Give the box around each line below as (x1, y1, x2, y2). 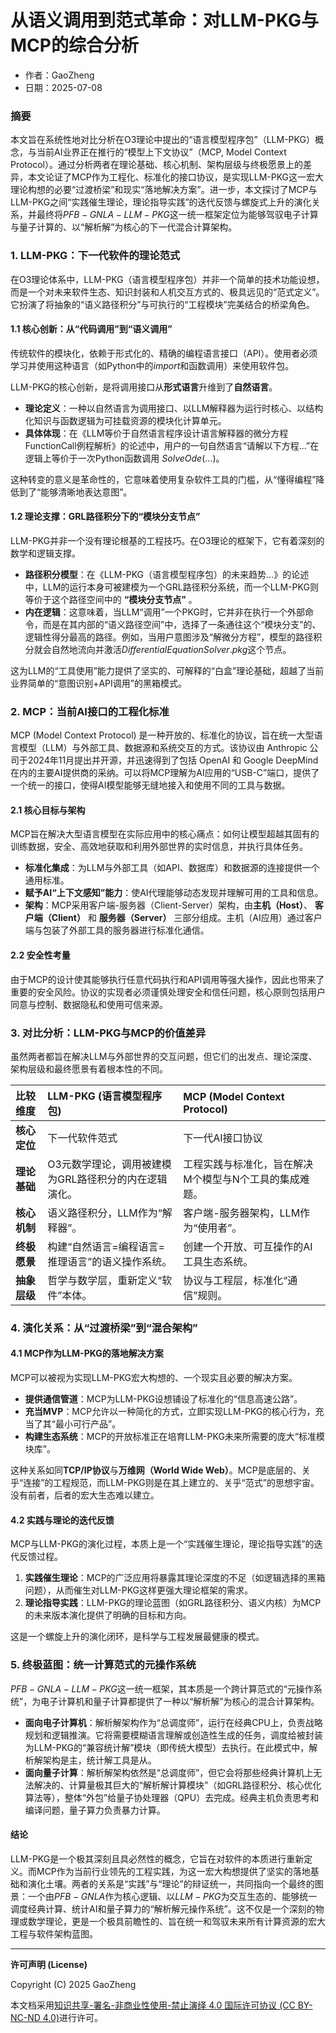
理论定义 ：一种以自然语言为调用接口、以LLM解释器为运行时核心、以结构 (24, 402, 324, 414)
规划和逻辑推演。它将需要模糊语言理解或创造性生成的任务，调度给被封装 (24, 1729, 323, 1741)
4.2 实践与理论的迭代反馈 (10, 1514, 115, 1526)
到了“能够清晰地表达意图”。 (18, 486, 133, 498)
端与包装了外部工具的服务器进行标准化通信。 (24, 924, 210, 936)
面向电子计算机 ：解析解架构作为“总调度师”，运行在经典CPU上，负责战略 (24, 1716, 323, 1728)
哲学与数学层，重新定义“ (47, 1273, 163, 1287)
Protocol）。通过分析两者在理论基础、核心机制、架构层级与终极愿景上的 (10, 159, 303, 171)
